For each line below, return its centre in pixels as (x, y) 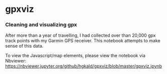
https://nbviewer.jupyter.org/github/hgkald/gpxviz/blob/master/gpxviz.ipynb (83, 66)
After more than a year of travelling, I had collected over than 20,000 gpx (80, 35)
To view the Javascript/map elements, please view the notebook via (75, 56)
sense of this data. (24, 46)
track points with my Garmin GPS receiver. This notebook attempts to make (83, 41)
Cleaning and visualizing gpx (41, 25)
